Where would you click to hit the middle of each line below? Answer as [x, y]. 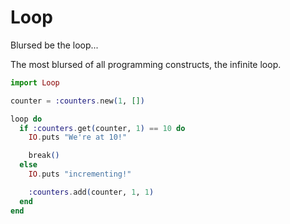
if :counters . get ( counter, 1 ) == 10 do [102, 128]
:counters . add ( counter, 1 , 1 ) [91, 192]
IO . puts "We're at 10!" [78, 137]
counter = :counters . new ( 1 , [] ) [77, 101]
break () [44, 156]
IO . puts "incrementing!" [80, 174]
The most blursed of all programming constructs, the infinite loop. [146, 64]
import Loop [35, 82]
